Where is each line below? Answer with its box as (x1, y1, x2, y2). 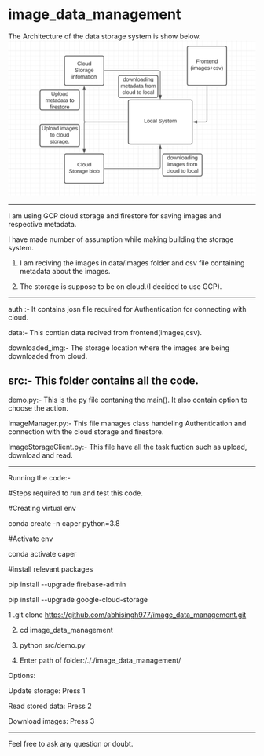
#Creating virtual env (8, 503, 76, 513)
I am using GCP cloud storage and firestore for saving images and (8, 210, 222, 221)
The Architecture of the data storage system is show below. (8, 31, 201, 41)
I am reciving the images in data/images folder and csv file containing (19, 257, 245, 268)
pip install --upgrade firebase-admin (8, 579, 126, 589)
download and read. (8, 450, 73, 460)
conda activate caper (8, 549, 77, 558)
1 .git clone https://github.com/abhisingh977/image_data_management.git (8, 610, 247, 619)
